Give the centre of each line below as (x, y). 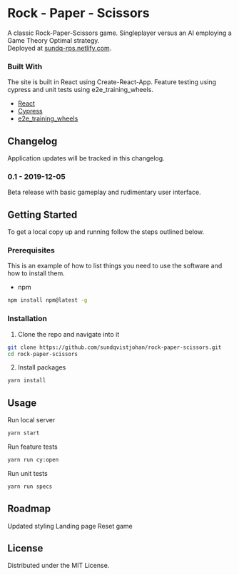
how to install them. (36, 273)
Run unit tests (27, 473)
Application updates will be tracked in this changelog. (86, 158)
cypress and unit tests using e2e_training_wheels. (80, 90)
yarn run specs (30, 487)
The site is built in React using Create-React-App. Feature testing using (112, 82)
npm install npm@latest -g (47, 300)
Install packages (42, 367)
